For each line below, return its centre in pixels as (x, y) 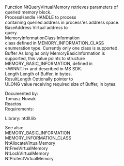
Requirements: (19, 109)
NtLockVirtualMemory (27, 153)
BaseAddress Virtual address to (37, 28)
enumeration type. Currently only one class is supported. (62, 48)
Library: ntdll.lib (21, 118)
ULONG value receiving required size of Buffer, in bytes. (61, 84)
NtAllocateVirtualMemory (30, 143)
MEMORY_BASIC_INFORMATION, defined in (49, 63)
